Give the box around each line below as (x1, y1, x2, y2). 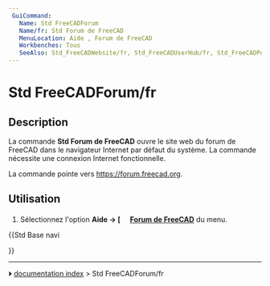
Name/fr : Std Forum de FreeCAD (18, 26, 125, 34)
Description (8, 115, 68, 129)
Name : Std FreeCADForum (18, 19, 99, 27)
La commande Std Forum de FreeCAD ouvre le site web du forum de (8, 137, 236, 146)
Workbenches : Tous (18, 42, 81, 50)
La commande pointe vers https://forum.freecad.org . (8, 169, 183, 179)
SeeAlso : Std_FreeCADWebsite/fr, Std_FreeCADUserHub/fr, (18, 49, 215, 57)
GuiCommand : (11, 11, 52, 20)
